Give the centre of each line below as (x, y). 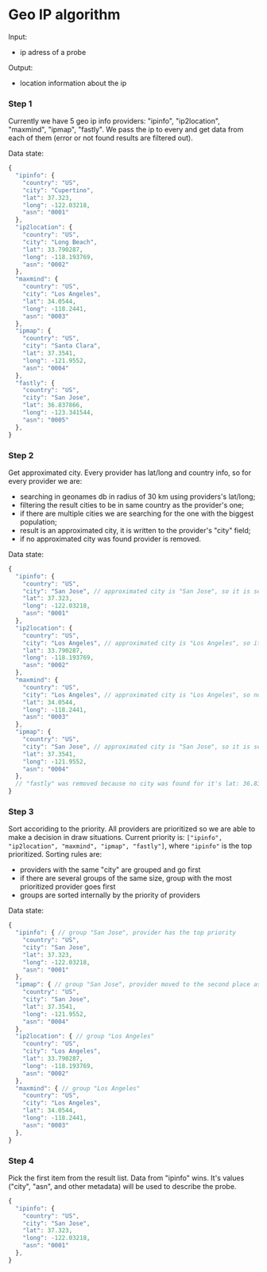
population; (38, 522)
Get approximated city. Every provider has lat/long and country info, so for (130, 473)
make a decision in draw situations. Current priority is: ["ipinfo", (115, 838)
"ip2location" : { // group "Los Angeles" (85, 1036)
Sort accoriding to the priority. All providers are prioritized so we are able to (132, 829)
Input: (18, 37)
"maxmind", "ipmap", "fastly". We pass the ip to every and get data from (126, 130)
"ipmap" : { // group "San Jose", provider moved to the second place (133, 985)
